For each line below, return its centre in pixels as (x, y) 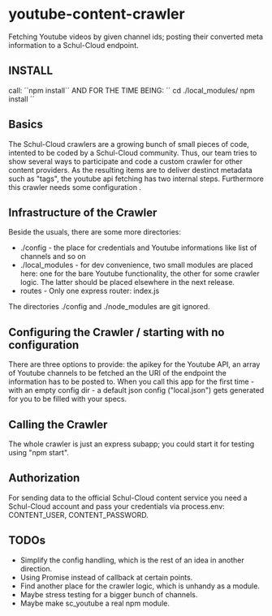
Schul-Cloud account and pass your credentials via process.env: (117, 506)
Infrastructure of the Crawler (83, 212)
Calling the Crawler (58, 424)
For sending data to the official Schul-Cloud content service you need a (128, 498)
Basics (26, 125)
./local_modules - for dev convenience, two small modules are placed (136, 265)
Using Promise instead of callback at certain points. (106, 577)
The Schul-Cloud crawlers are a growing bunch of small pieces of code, (129, 144)
